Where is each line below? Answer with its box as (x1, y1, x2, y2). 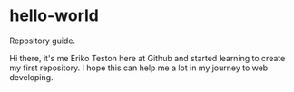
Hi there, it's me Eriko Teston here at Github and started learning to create (9, 52, 286, 63)
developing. (9, 71, 54, 82)
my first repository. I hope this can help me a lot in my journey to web (9, 62, 269, 73)
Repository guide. (9, 35, 75, 46)
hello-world (9, 5, 100, 26)
